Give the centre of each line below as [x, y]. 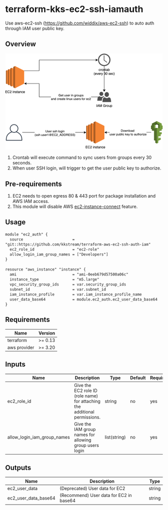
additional [84, 411]
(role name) [86, 395]
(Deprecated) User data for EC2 [92, 488]
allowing [83, 440]
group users [86, 445]
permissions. [87, 417]
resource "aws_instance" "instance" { [45, 269]
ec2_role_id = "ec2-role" [54, 249]
